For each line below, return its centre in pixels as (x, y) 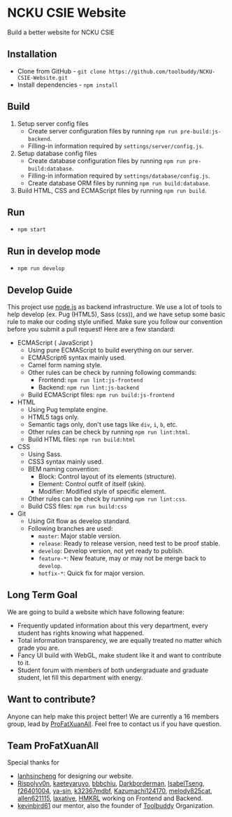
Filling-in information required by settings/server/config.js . (116, 145)
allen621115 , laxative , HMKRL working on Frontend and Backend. (110, 798)
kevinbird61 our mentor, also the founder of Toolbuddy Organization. (116, 806)
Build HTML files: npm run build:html (81, 439)
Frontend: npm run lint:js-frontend (90, 380)
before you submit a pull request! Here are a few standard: (91, 329)
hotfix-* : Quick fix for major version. (92, 573)
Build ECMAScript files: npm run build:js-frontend (101, 395)
